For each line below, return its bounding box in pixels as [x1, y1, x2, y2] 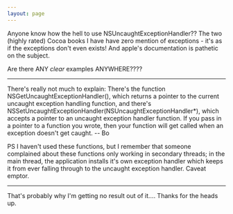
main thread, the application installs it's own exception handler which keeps [7, 157, 223, 165]
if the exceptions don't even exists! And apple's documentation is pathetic [7, 44, 218, 52]
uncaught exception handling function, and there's [7, 99, 151, 107]
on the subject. [7, 51, 50, 60]
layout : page [7, 10, 45, 17]
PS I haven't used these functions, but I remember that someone [7, 142, 191, 150]
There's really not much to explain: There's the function [7, 84, 166, 93]
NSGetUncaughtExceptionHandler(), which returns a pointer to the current [7, 91, 220, 100]
